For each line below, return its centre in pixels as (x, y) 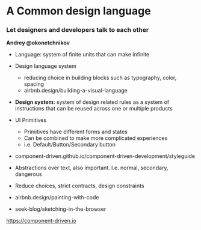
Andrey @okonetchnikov (38, 43)
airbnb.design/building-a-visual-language (76, 91)
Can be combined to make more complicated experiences (96, 138)
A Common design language (79, 11)
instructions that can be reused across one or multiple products (94, 109)
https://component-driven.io (41, 221)
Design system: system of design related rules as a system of (92, 102)
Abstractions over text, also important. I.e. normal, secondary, (91, 168)
